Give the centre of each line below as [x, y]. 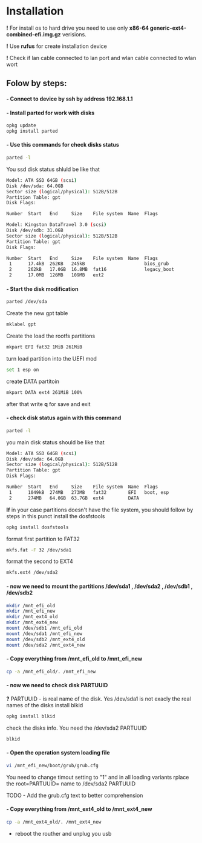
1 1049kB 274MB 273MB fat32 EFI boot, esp [89, 492]
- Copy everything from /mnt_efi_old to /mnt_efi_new [74, 659]
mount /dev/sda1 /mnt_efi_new [44, 634]
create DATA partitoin [33, 381]
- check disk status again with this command [64, 418]
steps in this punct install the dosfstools [56, 516]
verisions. [74, 34]
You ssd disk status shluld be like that [53, 169]
